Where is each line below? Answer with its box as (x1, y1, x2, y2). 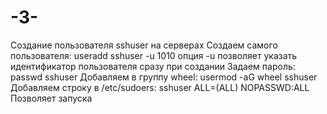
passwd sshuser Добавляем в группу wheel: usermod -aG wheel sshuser (10, 71, 318, 83)
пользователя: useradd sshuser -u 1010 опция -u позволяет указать (10, 49, 298, 61)
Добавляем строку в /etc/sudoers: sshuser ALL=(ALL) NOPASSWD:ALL (10, 81, 310, 93)
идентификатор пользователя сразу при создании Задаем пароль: (10, 60, 296, 72)
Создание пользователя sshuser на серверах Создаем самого (10, 39, 278, 51)
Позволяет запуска (10, 92, 93, 104)
